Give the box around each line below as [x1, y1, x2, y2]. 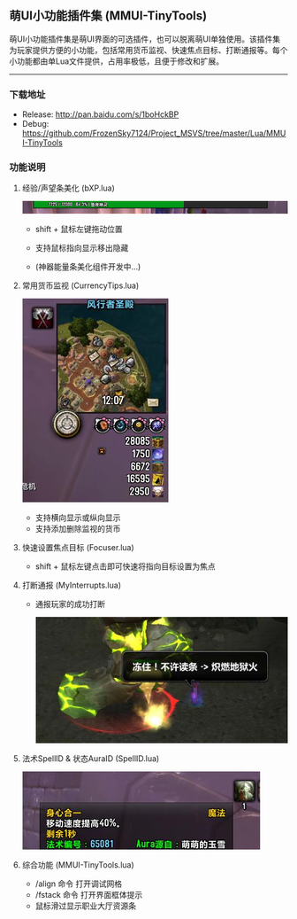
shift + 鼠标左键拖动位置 [34, 224, 124, 235]
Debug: [21, 119, 49, 129]
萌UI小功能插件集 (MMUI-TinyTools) [9, 8, 208, 24]
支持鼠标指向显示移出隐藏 [34, 243, 129, 253]
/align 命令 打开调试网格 [34, 878, 123, 889]
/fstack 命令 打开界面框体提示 [34, 890, 143, 900]
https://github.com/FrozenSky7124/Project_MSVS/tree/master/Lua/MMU [21, 128, 286, 139]
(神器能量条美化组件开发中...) [34, 261, 141, 272]
